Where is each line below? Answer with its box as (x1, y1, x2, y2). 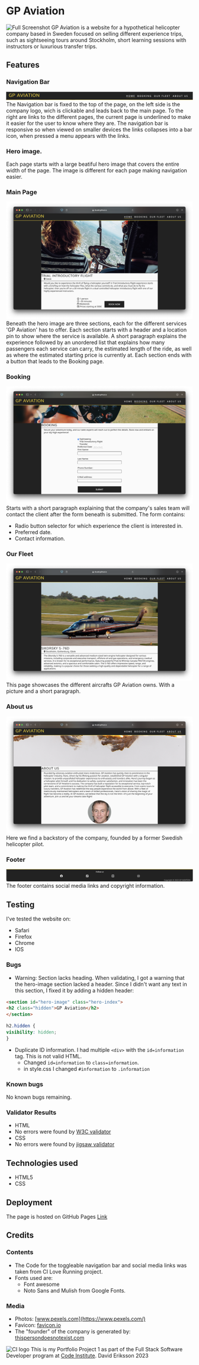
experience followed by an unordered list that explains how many (6, 339, 165, 346)
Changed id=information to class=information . (23, 1059, 139, 1066)
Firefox (14, 933, 33, 940)
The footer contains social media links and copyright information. (6, 882, 165, 890)
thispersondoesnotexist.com (14, 1334, 85, 1341)
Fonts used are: (14, 1274, 53, 1281)
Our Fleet (6, 550, 34, 558)
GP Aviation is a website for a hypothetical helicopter (51, 24, 180, 31)
